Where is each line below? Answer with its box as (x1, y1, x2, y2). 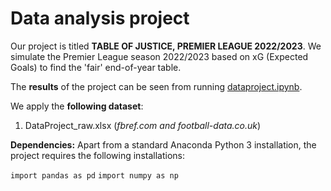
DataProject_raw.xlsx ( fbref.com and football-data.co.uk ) (24, 119, 262, 131)
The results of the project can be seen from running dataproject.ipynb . (10, 80, 303, 92)
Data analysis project (10, 7, 190, 30)
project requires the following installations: (10, 149, 185, 161)
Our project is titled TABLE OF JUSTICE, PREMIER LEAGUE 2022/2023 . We (10, 40, 322, 52)
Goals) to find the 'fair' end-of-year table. (10, 61, 182, 73)
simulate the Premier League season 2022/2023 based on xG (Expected (10, 50, 309, 62)
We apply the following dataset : (10, 100, 144, 112)
